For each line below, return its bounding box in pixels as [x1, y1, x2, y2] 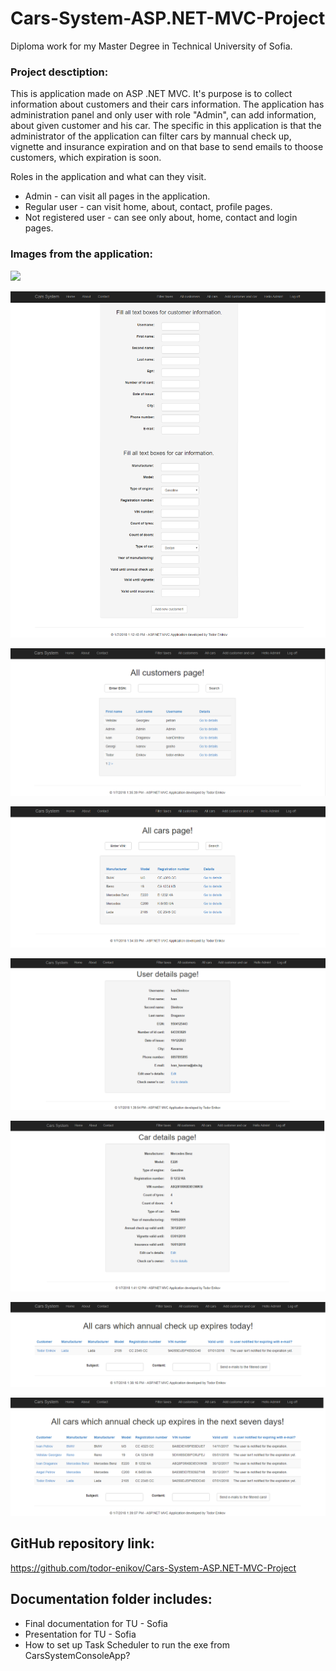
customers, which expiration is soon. [10, 152, 162, 164]
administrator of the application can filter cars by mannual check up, [10, 130, 292, 142]
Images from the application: [10, 247, 153, 261]
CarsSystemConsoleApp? [24, 1649, 131, 1661]
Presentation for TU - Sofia [24, 1628, 137, 1640]
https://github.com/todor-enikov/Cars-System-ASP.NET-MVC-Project [10, 1562, 297, 1574]
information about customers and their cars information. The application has [10, 98, 325, 111]
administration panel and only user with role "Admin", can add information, [10, 109, 317, 121]
